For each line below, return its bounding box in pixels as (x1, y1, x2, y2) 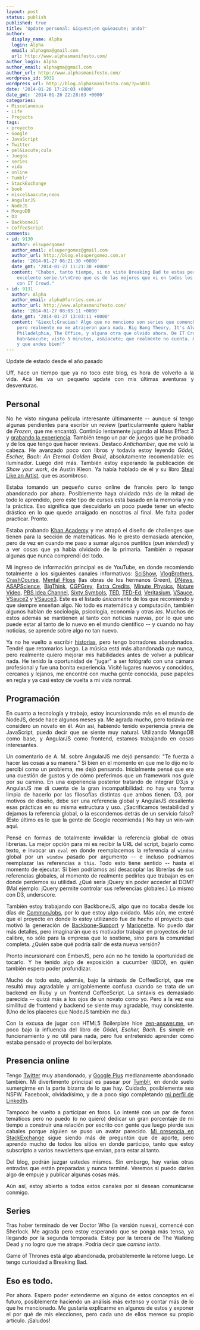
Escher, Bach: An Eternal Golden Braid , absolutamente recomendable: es (6, 452, 194, 460)
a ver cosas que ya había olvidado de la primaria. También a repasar (6, 545, 194, 553)
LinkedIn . (6, 1097, 29, 1104)
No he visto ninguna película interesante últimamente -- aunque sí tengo (6, 415, 194, 422)
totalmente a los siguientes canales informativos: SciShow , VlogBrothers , (6, 570, 194, 577)
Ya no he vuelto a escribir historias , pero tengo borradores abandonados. (6, 638, 194, 646)
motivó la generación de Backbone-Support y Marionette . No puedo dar (6, 922, 194, 929)
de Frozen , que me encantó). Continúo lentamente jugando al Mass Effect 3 (6, 427, 195, 435)
